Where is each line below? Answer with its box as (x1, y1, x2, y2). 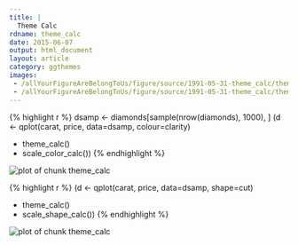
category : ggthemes (9, 63, 82, 72)
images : (9, 71, 38, 80)
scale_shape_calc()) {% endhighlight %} (21, 209, 169, 219)
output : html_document (9, 46, 93, 55)
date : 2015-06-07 (9, 37, 74, 47)
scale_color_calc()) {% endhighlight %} (21, 147, 166, 158)
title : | (9, 12, 42, 22)
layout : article (9, 54, 69, 63)
